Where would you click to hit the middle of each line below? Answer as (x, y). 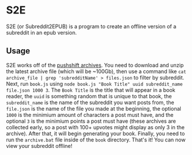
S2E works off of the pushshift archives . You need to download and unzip (95, 65)
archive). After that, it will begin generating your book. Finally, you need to (95, 133)
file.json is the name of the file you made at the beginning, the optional (94, 108)
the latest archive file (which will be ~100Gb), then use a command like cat (96, 71)
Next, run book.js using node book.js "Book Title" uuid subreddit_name (95, 84)
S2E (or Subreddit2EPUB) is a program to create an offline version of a (91, 26)
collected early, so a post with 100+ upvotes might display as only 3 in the (95, 127)
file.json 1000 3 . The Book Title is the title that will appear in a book (91, 90)
